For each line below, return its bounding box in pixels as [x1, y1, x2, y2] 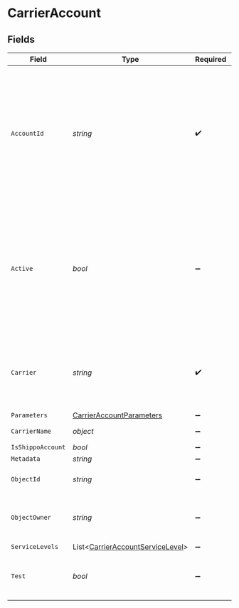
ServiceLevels [11, 543, 59, 550]
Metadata [11, 455, 41, 463]
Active [11, 265, 33, 272]
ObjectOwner [11, 513, 52, 521]
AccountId [11, 129, 44, 137]
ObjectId [11, 475, 41, 483]
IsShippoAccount [11, 443, 66, 451]
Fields [7, 33, 36, 46]
